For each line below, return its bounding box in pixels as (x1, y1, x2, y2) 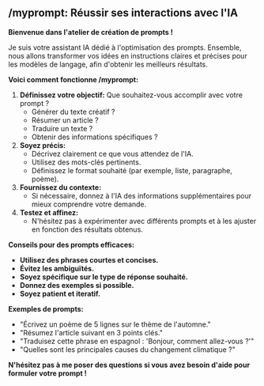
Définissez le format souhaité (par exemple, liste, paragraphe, (31, 165, 233, 175)
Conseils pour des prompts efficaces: (8, 240, 135, 249)
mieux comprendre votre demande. (31, 199, 147, 209)
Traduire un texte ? (31, 123, 93, 133)
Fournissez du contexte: (19, 182, 102, 192)
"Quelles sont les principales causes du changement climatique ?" (19, 344, 236, 354)
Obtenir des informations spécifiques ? (31, 132, 158, 142)
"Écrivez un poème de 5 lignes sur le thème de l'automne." (19, 320, 211, 329)
